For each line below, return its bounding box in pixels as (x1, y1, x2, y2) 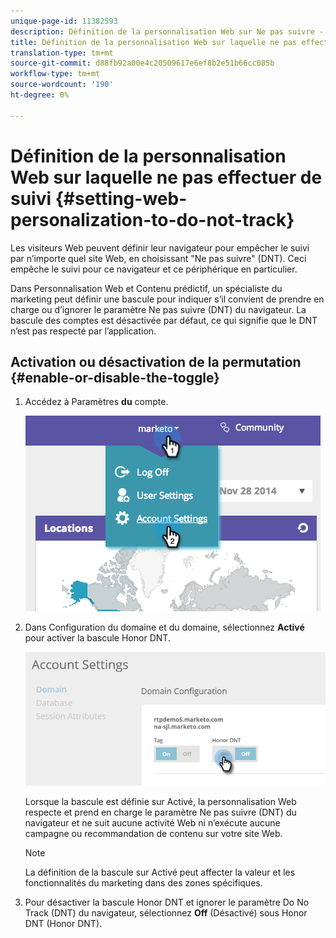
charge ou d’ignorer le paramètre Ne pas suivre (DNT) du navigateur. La (10, 303, 307, 315)
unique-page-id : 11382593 (10, 16, 118, 26)
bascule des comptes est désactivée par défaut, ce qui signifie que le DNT (10, 314, 318, 326)
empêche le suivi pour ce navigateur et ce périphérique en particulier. (10, 263, 298, 275)
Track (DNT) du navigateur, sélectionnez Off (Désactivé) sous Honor (24, 906, 308, 919)
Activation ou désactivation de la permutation (10, 353, 302, 370)
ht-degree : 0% (10, 90, 70, 100)
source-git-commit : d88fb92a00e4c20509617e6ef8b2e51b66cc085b (10, 58, 275, 69)
